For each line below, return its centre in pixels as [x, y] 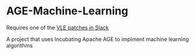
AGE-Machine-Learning [67, 11]
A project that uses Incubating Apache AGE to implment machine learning [97, 39]
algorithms [20, 45]
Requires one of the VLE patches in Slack [58, 27]
